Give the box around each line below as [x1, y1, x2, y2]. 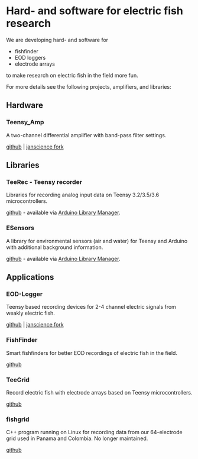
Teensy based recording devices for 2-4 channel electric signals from [6, 303, 176, 311]
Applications [6, 272, 54, 282]
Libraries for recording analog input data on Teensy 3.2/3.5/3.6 [6, 191, 160, 199]
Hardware [6, 101, 43, 111]
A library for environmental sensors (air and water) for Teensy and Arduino [6, 237, 188, 244]
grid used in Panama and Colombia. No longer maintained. [6, 435, 148, 442]
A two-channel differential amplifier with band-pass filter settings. [6, 131, 167, 138]
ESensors [6, 224, 34, 232]
